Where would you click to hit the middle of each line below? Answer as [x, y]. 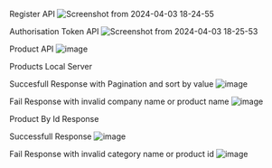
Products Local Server [51, 66]
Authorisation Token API [54, 31]
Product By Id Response [54, 119]
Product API [32, 49]
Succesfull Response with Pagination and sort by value [112, 84]
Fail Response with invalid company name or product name [119, 101]
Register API [33, 14]
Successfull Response [51, 136]
